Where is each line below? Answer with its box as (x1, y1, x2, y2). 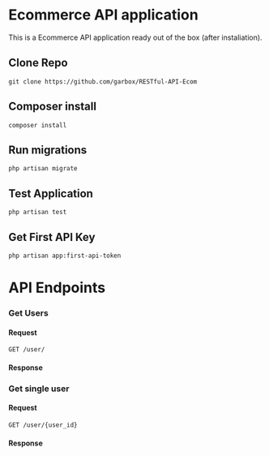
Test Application (8, 187, 93, 200)
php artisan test (8, 209, 67, 217)
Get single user (8, 383, 70, 394)
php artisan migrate (8, 165, 79, 173)
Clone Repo (8, 56, 68, 70)
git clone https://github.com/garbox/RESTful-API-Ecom (8, 77, 198, 86)
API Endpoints (8, 278, 106, 297)
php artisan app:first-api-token (8, 252, 122, 260)
